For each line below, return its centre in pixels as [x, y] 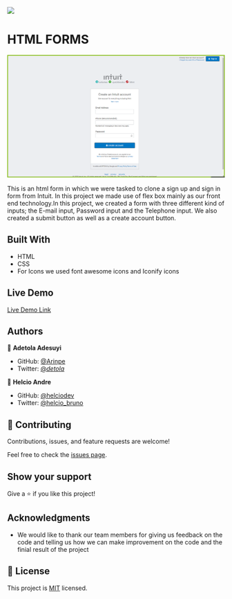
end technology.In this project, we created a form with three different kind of [116, 203]
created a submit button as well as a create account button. [91, 217]
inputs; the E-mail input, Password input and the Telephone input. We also [112, 211]
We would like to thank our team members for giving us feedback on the [120, 535]
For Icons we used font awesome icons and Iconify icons [98, 271]
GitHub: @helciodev [46, 395]
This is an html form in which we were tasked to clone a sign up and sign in [114, 188]
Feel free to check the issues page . [57, 455]
